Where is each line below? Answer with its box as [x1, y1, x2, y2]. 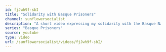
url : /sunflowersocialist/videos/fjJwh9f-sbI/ [5, 40, 103, 45]
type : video [5, 35, 30, 40]
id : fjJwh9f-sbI [5, 7, 39, 12]
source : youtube [5, 30, 39, 35]
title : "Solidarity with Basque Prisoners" [5, 12, 96, 17]
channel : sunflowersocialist [5, 16, 65, 21]
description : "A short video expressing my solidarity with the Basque [5, 21, 156, 26]
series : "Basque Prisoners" [5, 26, 63, 31]
